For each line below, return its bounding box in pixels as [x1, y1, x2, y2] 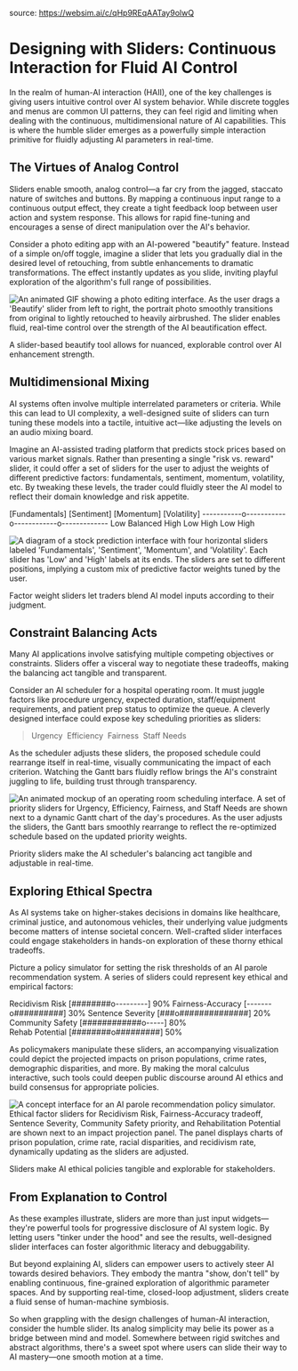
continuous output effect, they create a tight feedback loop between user [9, 202, 278, 213]
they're [9, 1222, 36, 1233]
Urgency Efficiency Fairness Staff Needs [30, 730, 187, 741]
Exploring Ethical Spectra [9, 883, 153, 899]
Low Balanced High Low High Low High [109, 518, 255, 528]
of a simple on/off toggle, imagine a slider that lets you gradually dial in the [9, 248, 283, 259]
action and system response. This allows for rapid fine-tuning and [9, 212, 251, 222]
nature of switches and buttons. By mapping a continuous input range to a [9, 193, 281, 204]
